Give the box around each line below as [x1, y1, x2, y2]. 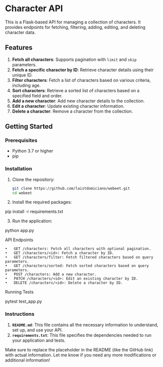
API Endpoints [5, 237, 34, 243]
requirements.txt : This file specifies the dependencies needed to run [12, 332, 152, 338]
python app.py [5, 228, 35, 233]
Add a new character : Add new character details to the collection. [12, 98, 145, 104]
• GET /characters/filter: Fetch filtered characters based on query [5, 255, 153, 260]
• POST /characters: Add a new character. [5, 272, 97, 277]
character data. [5, 29, 36, 35]
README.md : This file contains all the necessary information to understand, [12, 322, 159, 328]
